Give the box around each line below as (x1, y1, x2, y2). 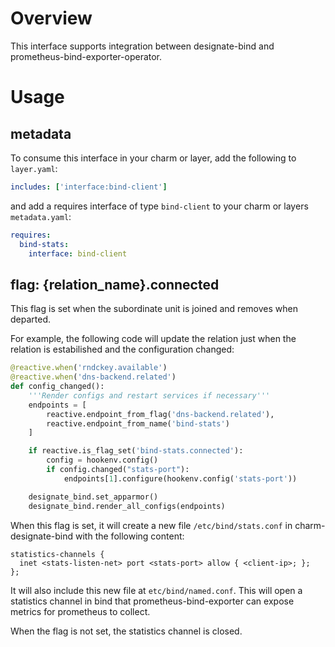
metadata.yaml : (10, 210, 72, 222)
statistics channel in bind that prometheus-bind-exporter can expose (10, 595, 295, 607)
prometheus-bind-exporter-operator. (10, 50, 163, 62)
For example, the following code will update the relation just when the (10, 333, 297, 345)
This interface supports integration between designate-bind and (10, 40, 275, 52)
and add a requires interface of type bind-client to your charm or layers (10, 200, 309, 212)
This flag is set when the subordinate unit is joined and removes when (10, 303, 298, 315)
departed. (10, 313, 52, 326)
